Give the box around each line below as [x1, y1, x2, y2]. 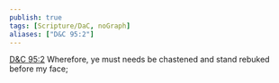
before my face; [9, 63, 69, 74]
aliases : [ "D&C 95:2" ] [9, 29, 94, 38]
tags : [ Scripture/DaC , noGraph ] [9, 21, 130, 30]
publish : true [9, 12, 63, 22]
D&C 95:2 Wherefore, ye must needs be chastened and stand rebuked [9, 54, 270, 65]
